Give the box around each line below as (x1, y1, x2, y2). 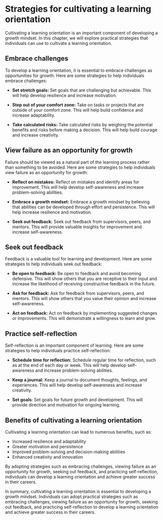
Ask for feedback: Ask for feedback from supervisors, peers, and (12, 290, 145, 296)
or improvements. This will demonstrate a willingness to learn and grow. (12, 316, 156, 321)
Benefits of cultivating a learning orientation (5, 416, 142, 424)
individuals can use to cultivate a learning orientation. (5, 40, 112, 46)
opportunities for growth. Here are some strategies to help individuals (5, 72, 145, 79)
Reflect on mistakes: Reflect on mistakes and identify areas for (12, 179, 140, 185)
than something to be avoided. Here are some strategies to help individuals (5, 164, 156, 170)
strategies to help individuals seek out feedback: (5, 261, 103, 267)
